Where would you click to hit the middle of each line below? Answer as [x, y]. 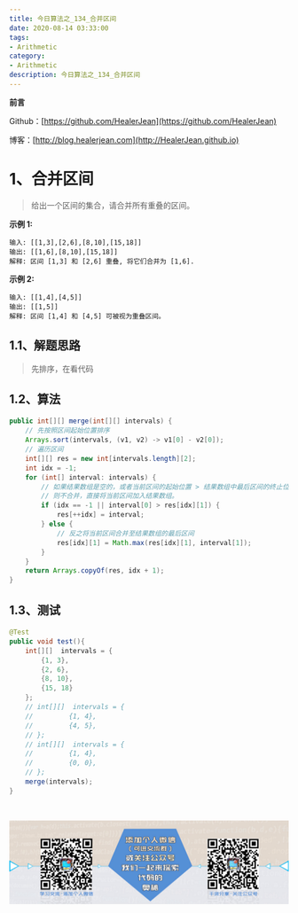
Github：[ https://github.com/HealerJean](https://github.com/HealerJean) [143, 121]
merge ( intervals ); [59, 782]
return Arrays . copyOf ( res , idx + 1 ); [95, 571]
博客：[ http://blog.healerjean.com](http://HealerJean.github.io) [124, 140]
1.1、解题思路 [45, 346]
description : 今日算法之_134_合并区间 [74, 75]
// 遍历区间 [44, 449]
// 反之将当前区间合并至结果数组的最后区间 [125, 533]
